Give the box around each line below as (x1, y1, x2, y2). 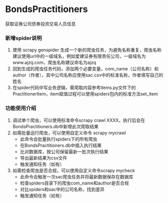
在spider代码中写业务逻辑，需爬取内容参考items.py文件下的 (12, 84, 136, 91)
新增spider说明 (5, 34, 42, 41)
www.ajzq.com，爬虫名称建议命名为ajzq (12, 59, 97, 66)
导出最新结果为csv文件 (20, 155, 67, 161)
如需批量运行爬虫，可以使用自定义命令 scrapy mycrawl (12, 130, 126, 136)
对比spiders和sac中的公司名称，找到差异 (20, 186, 105, 192)
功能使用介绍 (5, 105, 37, 112)
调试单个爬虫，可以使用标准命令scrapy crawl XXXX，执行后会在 (12, 117, 145, 123)
